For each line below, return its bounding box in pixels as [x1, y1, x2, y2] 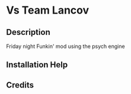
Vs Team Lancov [6, 4, 90, 17]
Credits [6, 80, 34, 90]
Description [6, 27, 50, 37]
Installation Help [6, 60, 68, 70]
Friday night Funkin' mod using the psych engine [6, 43, 126, 50]
